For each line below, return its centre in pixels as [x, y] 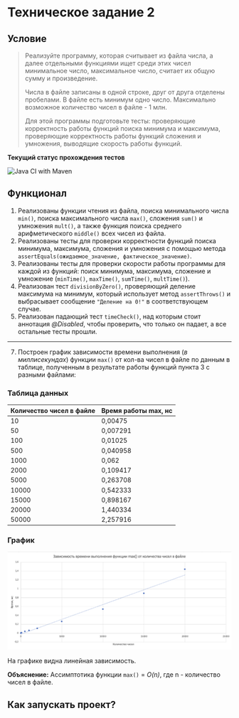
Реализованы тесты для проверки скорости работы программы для [122, 263]
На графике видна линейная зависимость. [72, 661]
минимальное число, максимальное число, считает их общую [120, 71]
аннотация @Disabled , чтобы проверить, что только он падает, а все [122, 323]
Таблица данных [38, 393]
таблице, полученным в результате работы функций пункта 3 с [113, 367]
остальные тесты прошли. [57, 331]
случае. [29, 309]
